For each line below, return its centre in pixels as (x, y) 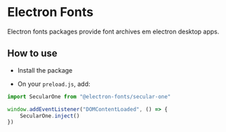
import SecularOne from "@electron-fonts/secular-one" (89, 96)
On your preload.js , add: (54, 84)
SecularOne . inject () (50, 116)
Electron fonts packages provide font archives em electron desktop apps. (113, 31)
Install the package (45, 70)
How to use (32, 53)
